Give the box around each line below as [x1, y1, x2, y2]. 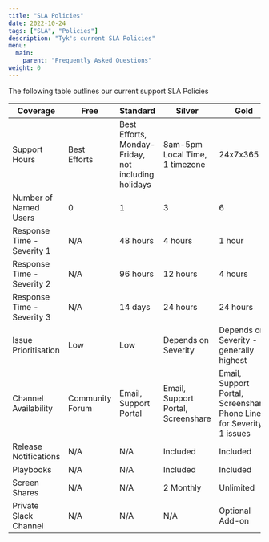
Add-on [219, 515, 250, 526]
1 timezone [163, 158, 206, 169]
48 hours [119, 234, 155, 246]
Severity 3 [12, 311, 51, 322]
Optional [219, 505, 251, 516]
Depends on [163, 334, 210, 345]
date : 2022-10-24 [8, 19, 66, 27]
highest [219, 354, 247, 365]
